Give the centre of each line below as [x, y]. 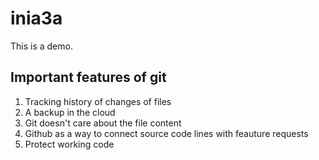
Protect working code [69, 144]
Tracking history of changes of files [98, 101]
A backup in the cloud [70, 112]
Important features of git [88, 77]
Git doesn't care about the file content [103, 123]
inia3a [36, 18]
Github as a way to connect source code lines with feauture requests [166, 133]
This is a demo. [41, 46]
